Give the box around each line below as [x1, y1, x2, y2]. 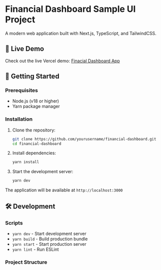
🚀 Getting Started [5, 72, 60, 81]
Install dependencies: [12, 150, 56, 156]
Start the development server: [12, 169, 74, 175]
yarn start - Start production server [12, 241, 86, 247]
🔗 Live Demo [5, 45, 44, 53]
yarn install [12, 160, 40, 165]
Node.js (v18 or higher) [12, 98, 59, 104]
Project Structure [5, 259, 47, 266]
